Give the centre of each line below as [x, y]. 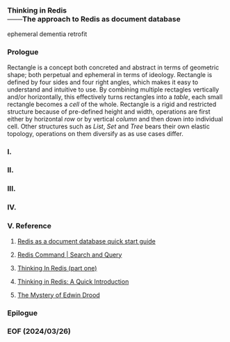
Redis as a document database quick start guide [87, 241]
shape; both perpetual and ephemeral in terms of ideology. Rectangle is [110, 74]
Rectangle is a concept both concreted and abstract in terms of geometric [113, 67]
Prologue [23, 52]
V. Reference [30, 226]
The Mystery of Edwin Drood [59, 295]
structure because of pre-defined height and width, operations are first [109, 111]
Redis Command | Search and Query [69, 255]
